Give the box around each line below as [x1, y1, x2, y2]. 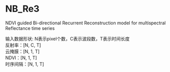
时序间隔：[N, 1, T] [5, 61, 44, 67]
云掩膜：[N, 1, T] [5, 48, 40, 54]
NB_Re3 [5, 3, 40, 15]
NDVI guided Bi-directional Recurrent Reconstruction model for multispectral [5, 20, 166, 26]
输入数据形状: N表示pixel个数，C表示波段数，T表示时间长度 [5, 35, 130, 42]
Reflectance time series [5, 25, 55, 31]
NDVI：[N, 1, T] [5, 54, 37, 61]
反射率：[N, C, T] [5, 42, 41, 48]
